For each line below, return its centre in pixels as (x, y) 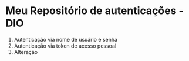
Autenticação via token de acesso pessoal (65, 46)
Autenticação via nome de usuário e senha (66, 39)
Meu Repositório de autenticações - (95, 11)
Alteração (26, 52)
